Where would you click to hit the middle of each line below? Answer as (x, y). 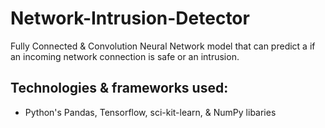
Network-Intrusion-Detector (130, 18)
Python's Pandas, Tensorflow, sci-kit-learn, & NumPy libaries (150, 112)
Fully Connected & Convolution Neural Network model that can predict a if (163, 46)
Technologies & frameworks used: (119, 88)
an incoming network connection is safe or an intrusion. (125, 56)
